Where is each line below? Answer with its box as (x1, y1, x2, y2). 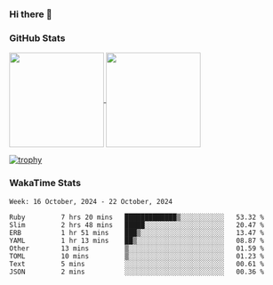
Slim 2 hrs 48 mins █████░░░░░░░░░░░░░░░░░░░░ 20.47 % (9, 220, 265, 230)
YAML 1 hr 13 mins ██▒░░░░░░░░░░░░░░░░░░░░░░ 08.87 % (9, 236, 265, 245)
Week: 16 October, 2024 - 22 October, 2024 (9, 197, 173, 206)
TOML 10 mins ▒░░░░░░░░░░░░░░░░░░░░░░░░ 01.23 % (9, 251, 265, 261)
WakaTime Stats (9, 177, 82, 190)
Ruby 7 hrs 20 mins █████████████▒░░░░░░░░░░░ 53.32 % (9, 213, 265, 222)
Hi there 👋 (9, 8, 53, 20)
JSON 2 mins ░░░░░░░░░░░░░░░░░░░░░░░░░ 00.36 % (9, 267, 265, 276)
